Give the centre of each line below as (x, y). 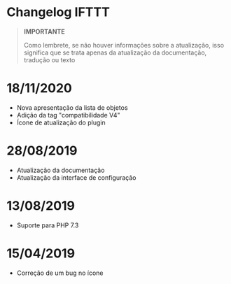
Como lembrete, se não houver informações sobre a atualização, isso (124, 45)
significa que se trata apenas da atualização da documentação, (115, 52)
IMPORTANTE (44, 31)
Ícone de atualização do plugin (61, 122)
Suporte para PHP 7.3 (48, 225)
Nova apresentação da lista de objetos (72, 107)
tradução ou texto (49, 59)
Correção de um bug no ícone (60, 273)
